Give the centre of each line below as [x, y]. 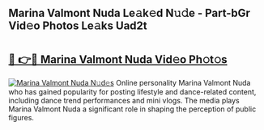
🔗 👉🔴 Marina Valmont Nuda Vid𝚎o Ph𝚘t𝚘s [118, 59]
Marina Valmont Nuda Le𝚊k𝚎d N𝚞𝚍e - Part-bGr [130, 13]
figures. [21, 117]
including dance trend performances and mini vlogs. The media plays [124, 101]
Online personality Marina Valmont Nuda [183, 83]
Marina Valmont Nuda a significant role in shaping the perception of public [132, 109]
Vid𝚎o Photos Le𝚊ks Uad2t [78, 26]
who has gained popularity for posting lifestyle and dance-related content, [132, 92]
